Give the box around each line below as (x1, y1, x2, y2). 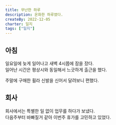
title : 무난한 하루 (5, 7, 41, 13)
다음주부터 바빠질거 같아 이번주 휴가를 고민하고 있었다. (5, 114, 111, 120)
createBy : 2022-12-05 (5, 17, 51, 22)
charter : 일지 (5, 21, 33, 27)
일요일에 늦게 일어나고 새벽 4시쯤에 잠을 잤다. (5, 60, 94, 66)
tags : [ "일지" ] (5, 26, 35, 31)
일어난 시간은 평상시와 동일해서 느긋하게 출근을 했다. (5, 67, 107, 73)
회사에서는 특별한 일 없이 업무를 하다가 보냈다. (5, 108, 95, 114)
